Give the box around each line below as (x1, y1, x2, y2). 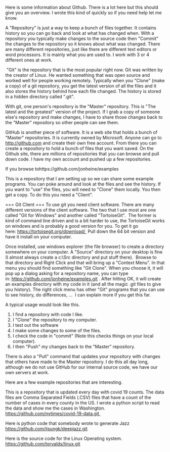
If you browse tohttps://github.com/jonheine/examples (5, 166, 119, 172)
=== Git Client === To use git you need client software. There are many (5, 202, 154, 208)
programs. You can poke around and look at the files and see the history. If (5, 181, 161, 187)
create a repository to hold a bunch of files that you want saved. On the (5, 145, 154, 151)
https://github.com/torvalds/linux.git (5, 441, 80, 446)
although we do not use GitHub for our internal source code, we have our (5, 364, 158, 370)
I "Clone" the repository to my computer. (12, 317, 97, 323)
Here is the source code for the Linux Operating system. (5, 435, 122, 441)
